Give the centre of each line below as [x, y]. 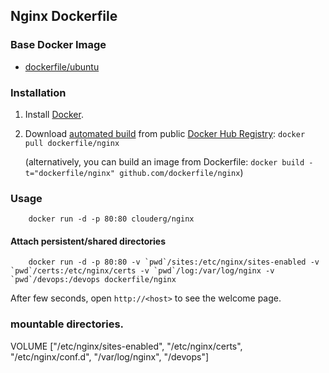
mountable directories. [67, 324]
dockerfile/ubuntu [62, 66]
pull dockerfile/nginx [72, 143]
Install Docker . [54, 114]
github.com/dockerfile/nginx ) [181, 172]
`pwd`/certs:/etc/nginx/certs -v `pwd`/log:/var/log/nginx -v [142, 271]
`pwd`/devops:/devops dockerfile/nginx [93, 280]
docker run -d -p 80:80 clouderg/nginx [111, 219]
